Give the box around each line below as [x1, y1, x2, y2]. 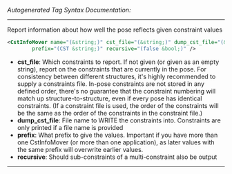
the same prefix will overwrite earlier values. [17, 145, 144, 153]
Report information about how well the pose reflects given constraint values [7, 25, 223, 34]
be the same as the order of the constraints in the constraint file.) [17, 109, 202, 117]
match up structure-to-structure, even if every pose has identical [17, 94, 202, 102]
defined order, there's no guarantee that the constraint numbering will [17, 87, 216, 95]
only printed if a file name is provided [17, 123, 124, 131]
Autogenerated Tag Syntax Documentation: [7, 6, 131, 14]
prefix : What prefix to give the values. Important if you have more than [17, 131, 218, 139]
